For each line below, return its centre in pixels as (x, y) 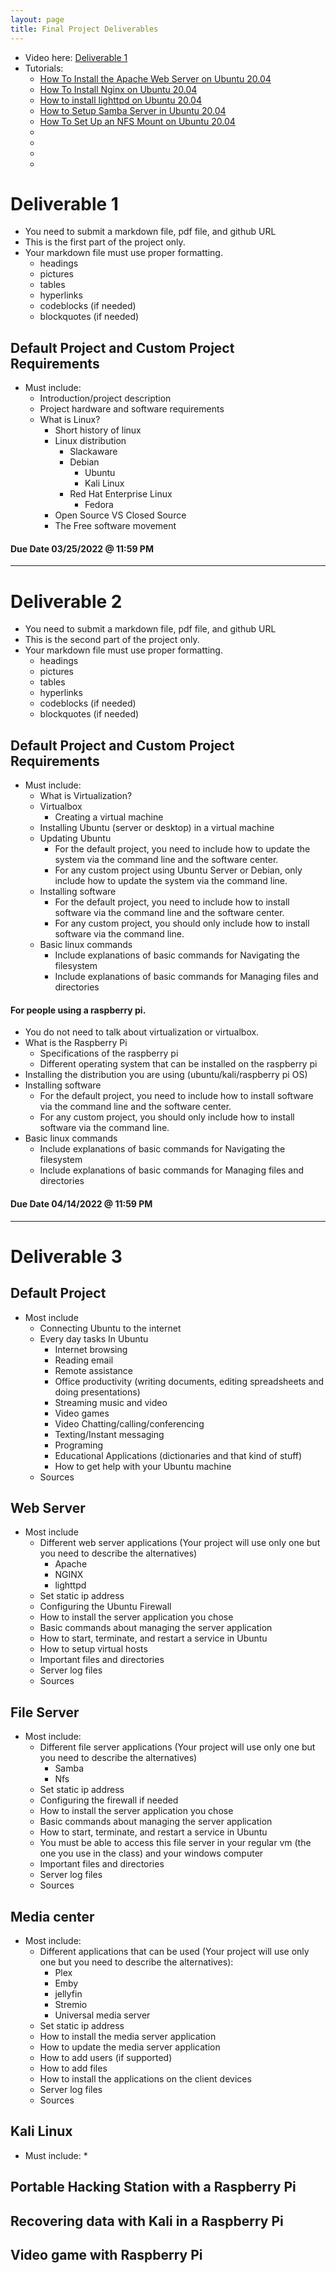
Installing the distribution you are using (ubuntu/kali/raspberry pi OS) (166, 1075)
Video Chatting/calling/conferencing (129, 1423)
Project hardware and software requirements (132, 409)
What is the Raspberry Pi (76, 1043)
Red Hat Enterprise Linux (121, 494)
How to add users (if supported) (106, 2058)
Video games (82, 1413)
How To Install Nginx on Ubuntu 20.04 (118, 89)
